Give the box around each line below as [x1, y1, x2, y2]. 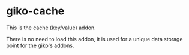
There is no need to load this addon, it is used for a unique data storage [6, 35, 183, 42]
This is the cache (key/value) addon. [6, 24, 96, 31]
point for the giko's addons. [6, 42, 74, 49]
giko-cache [6, 4, 65, 18]
